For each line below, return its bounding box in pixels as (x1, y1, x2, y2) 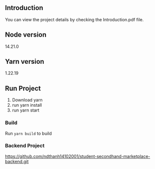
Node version (5, 31, 47, 39)
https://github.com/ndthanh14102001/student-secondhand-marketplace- (5, 153, 151, 159)
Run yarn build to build (5, 130, 52, 136)
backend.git (5, 158, 29, 164)
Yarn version (5, 57, 45, 66)
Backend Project (5, 142, 45, 149)
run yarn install (12, 102, 42, 108)
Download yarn (12, 97, 43, 103)
